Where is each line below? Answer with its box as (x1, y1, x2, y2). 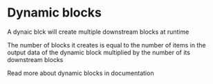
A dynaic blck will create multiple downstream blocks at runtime (7, 28, 189, 36)
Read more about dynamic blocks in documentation (7, 69, 154, 77)
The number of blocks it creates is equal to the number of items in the (7, 41, 206, 49)
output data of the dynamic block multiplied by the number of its (7, 48, 190, 56)
